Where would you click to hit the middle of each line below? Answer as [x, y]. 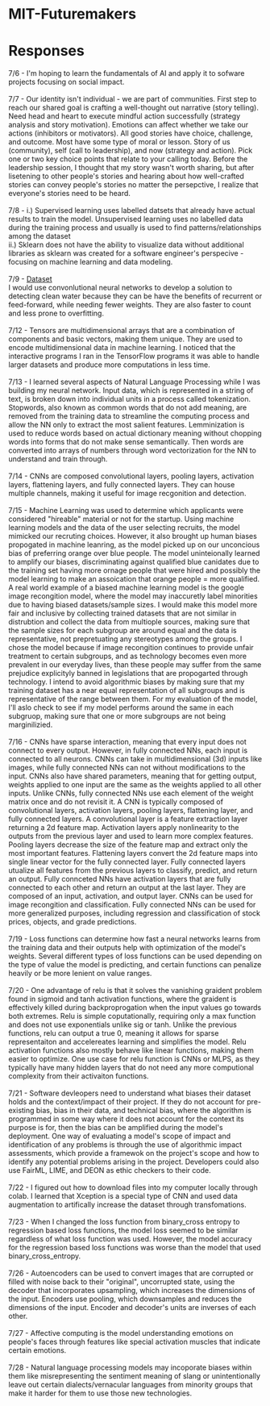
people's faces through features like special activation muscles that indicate [134, 1342]
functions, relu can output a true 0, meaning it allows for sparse [114, 1033]
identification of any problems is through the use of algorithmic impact [125, 1145]
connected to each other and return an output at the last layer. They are [127, 887]
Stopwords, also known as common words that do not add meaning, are [128, 407]
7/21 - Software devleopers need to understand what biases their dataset [130, 1093]
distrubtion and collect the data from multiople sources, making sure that [129, 622]
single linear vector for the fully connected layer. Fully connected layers [127, 862]
